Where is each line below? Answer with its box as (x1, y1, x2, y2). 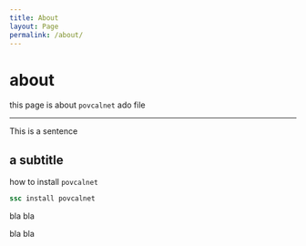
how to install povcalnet (9, 177, 98, 188)
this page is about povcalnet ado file (9, 99, 146, 110)
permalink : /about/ (9, 30, 84, 39)
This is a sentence (9, 126, 78, 137)
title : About (9, 13, 59, 23)
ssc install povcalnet (9, 194, 96, 203)
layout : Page (9, 22, 59, 31)
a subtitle (9, 152, 64, 168)
